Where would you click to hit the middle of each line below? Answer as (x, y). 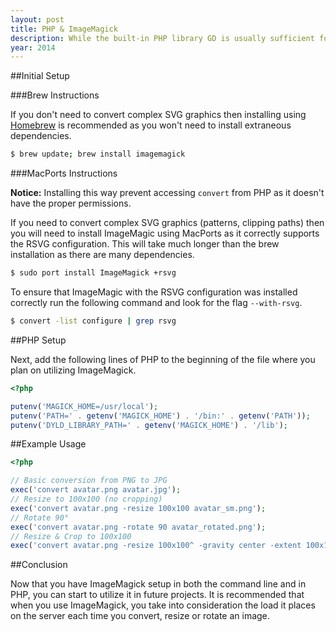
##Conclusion (39, 565)
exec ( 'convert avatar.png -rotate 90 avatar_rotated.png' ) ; (138, 527)
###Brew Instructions (55, 95)
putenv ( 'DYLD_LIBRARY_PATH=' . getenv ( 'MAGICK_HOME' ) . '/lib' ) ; (149, 425)
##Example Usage (48, 444)
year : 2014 (33, 47)
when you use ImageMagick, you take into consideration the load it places (163, 605)
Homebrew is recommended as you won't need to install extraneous (151, 125)
